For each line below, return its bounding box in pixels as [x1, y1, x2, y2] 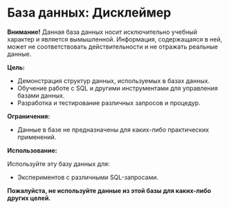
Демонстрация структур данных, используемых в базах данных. [17, 76, 210, 84]
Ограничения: [7, 112, 51, 120]
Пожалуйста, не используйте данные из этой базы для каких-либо [7, 186, 212, 194]
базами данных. [17, 91, 65, 100]
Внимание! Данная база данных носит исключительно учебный [7, 28, 198, 36]
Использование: [7, 146, 57, 154]
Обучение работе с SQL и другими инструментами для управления [17, 84, 218, 92]
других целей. [7, 194, 51, 202]
